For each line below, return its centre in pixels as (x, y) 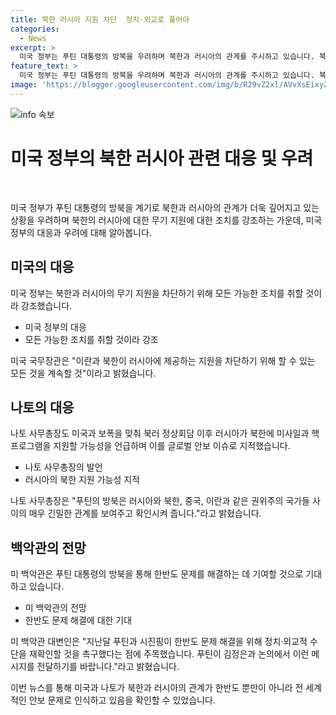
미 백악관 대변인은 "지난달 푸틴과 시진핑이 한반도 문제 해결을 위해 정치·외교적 (159, 642)
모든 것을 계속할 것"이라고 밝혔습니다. (83, 373)
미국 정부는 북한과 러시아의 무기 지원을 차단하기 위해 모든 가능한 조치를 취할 (157, 293)
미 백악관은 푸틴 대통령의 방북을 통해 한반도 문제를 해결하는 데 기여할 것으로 (157, 574)
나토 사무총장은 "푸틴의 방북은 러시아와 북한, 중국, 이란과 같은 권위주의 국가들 (160, 501)
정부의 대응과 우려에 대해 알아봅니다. (81, 232)
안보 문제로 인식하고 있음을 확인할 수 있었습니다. (122, 700)
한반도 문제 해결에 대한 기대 (78, 620)
